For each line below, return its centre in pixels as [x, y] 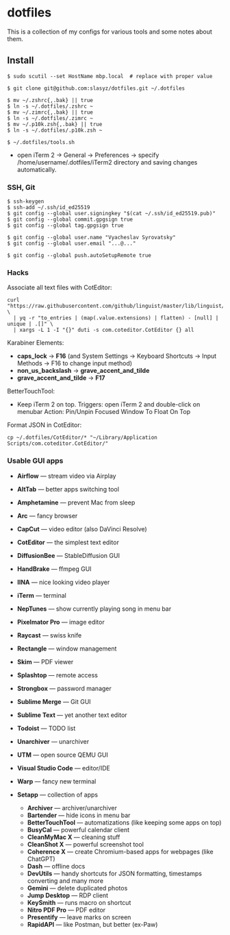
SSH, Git [21, 187]
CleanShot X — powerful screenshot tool [85, 844]
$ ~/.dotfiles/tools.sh [41, 142]
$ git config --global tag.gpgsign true [66, 226]
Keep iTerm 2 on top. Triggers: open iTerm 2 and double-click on [108, 404]
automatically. [37, 169]
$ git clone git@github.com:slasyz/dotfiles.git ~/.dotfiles [96, 88]
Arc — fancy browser [47, 515]
